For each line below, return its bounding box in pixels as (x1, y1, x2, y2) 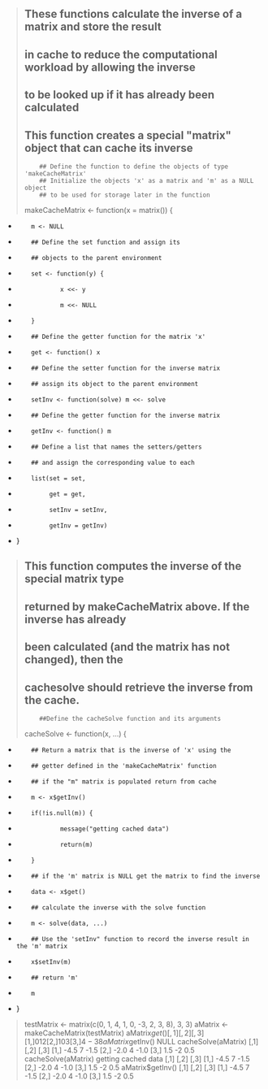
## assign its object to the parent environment (31, 380, 199, 388)
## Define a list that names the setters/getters (31, 443, 202, 451)
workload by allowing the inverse (24, 60, 197, 74)
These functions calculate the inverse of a (24, 7, 242, 21)
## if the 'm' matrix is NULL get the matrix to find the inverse (31, 872, 261, 880)
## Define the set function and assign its (31, 238, 180, 246)
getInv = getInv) (49, 521, 108, 530)
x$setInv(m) (31, 957, 71, 966)
